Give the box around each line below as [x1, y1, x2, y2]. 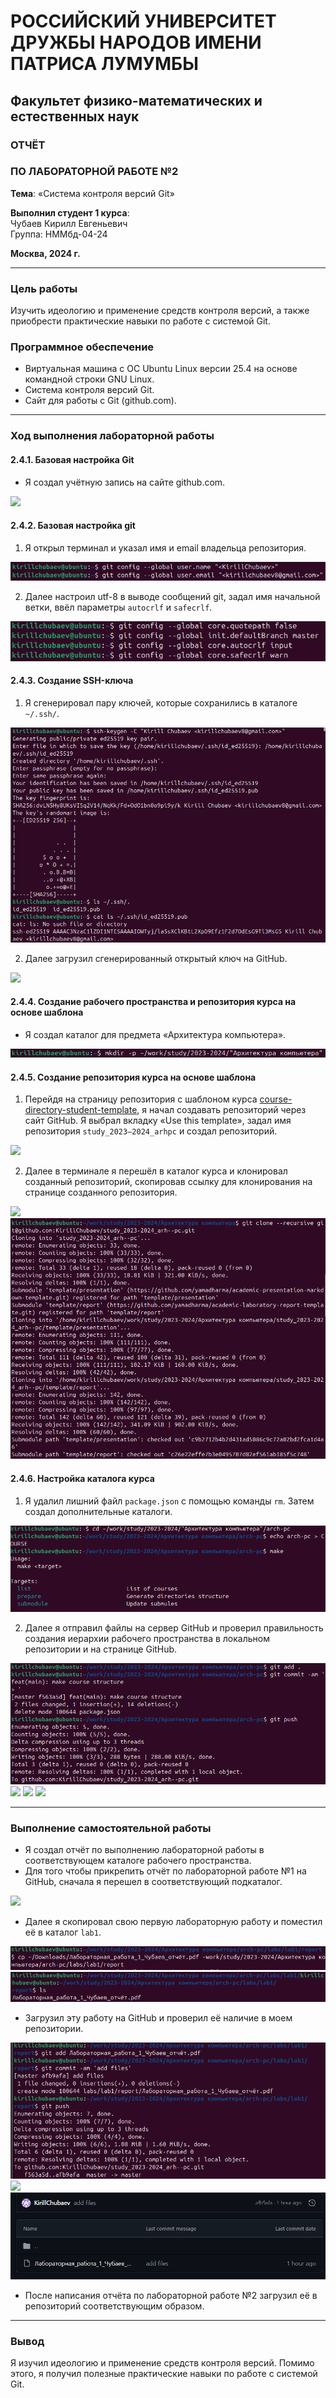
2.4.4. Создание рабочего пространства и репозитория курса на [10, 996, 297, 1008]
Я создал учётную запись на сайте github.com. [24, 476, 226, 488]
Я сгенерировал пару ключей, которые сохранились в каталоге [24, 697, 298, 709]
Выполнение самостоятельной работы [10, 1821, 212, 1835]
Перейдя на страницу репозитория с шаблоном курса [24, 1093, 258, 1105]
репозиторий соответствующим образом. [24, 2300, 205, 2312]
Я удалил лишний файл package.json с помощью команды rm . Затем [24, 1495, 315, 1507]
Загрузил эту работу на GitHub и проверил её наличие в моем [24, 2012, 293, 2024]
